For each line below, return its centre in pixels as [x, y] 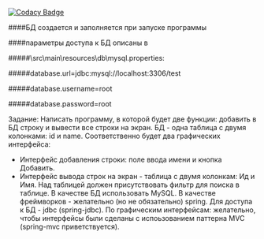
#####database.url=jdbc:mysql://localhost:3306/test [95, 73]
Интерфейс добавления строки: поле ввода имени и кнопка [121, 159]
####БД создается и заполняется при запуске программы [108, 27]
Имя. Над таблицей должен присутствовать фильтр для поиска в [130, 185]
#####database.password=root [60, 104]
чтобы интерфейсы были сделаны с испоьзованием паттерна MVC [132, 218]
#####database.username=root [60, 88]
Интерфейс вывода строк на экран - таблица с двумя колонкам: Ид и [137, 176]
